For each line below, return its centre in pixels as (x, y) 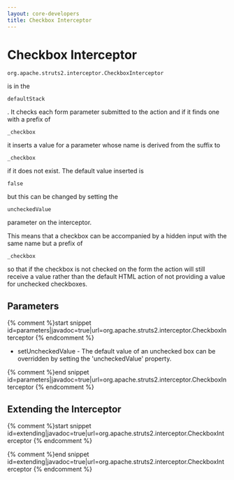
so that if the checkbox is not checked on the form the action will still (106, 269)
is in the (19, 86)
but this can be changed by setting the (63, 197)
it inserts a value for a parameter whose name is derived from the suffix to (114, 145)
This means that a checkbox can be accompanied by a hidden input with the (117, 236)
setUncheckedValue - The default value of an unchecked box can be (116, 351)
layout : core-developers (43, 14)
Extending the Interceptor (64, 409)
